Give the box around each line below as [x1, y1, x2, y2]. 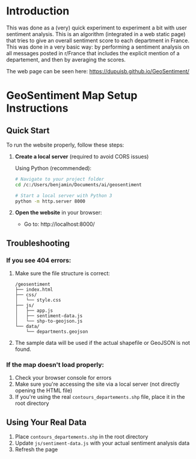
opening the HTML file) [14, 387, 73, 394]
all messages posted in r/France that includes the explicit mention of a [6, 49, 180, 56]
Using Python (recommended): [14, 164, 92, 172]
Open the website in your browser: [14, 209, 102, 216]
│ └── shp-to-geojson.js [14, 318, 83, 324]
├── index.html [14, 287, 54, 293]
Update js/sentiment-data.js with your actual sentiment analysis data [14, 440, 190, 447]
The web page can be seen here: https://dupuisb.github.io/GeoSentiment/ [6, 67, 189, 74]
